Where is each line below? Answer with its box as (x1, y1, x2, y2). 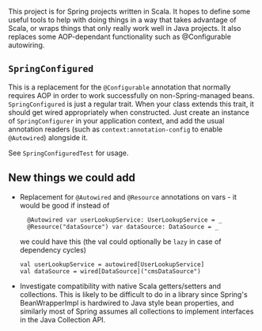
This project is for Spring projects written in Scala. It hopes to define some (8, 7, 251, 16)
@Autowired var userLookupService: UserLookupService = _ (27, 215, 222, 224)
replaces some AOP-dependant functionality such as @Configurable (8, 32, 232, 41)
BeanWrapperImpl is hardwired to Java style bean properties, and (19, 298, 234, 307)
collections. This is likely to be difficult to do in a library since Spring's (19, 289, 248, 299)
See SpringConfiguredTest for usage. (8, 148, 129, 158)
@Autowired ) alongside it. (8, 132, 89, 142)
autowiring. (8, 40, 45, 50)
